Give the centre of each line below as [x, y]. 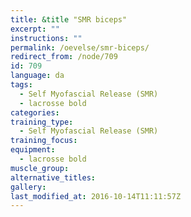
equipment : [33, 150]
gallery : [28, 187]
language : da [37, 76]
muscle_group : [40, 168]
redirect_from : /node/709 [64, 57]
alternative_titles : [53, 177]
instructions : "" [46, 38]
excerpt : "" [35, 29]
